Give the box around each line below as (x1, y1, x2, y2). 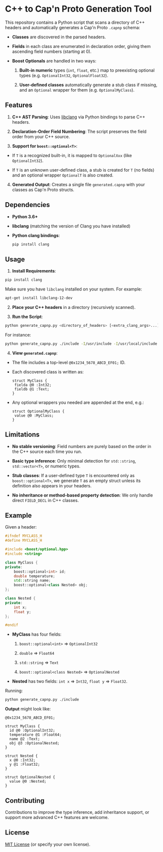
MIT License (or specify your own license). (5, 841, 91, 847)
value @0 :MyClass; (14, 413, 54, 418)
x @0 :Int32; (9, 758, 36, 763)
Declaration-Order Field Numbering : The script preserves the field (12, 129, 147, 134)
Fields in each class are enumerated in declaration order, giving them (12, 43, 151, 49)
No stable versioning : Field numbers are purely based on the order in (12, 443, 151, 449)
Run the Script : (12, 314, 43, 320)
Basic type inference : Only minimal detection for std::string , (12, 458, 136, 464)
